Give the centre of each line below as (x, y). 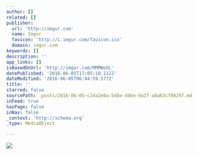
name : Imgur (27, 34)
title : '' (19, 85)
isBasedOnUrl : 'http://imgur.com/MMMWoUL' (60, 68)
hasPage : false (25, 107)
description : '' (26, 56)
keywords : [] (23, 51)
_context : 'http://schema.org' (45, 118)
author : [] (20, 12)
